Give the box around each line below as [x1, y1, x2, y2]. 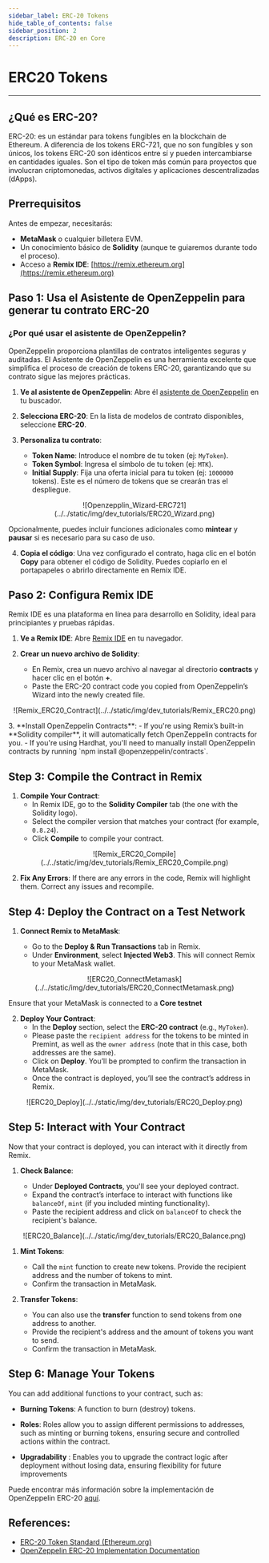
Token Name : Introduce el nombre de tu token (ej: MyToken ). [31, 450, 229, 460]
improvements [19, 1469, 68, 1478]
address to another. [31, 1318, 97, 1328]
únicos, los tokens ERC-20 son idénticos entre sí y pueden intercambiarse [8, 149, 252, 158]
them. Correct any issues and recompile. [19, 882, 155, 891]
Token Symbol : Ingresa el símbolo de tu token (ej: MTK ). [31, 459, 214, 468]
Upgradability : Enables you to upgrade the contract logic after [19, 1452, 228, 1461]
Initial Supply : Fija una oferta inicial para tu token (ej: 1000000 [31, 468, 234, 477]
